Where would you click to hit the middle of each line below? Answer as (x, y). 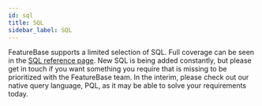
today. (19, 94)
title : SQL (26, 23)
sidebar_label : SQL (40, 30)
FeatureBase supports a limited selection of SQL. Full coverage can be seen (131, 53)
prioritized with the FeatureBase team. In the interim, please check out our (129, 77)
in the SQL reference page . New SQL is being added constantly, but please (130, 60)
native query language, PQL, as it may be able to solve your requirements (127, 86)
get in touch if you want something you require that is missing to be (118, 69)
